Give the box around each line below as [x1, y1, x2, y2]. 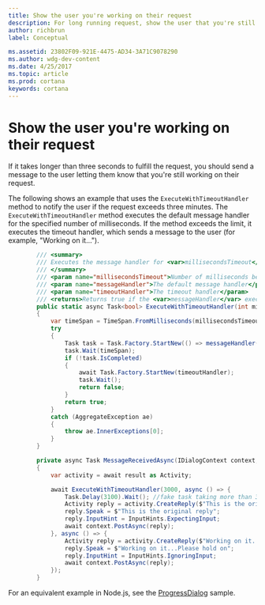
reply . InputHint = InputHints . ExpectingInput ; [64, 515, 221, 523]
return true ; [64, 398, 108, 406]
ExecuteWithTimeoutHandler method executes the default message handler [8, 210, 250, 220]
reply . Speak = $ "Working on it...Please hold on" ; [64, 544, 235, 552]
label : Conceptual [8, 33, 69, 42]
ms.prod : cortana [8, 77, 65, 85]
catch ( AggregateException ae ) [50, 413, 154, 421]
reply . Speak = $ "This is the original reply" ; [64, 508, 221, 516]
